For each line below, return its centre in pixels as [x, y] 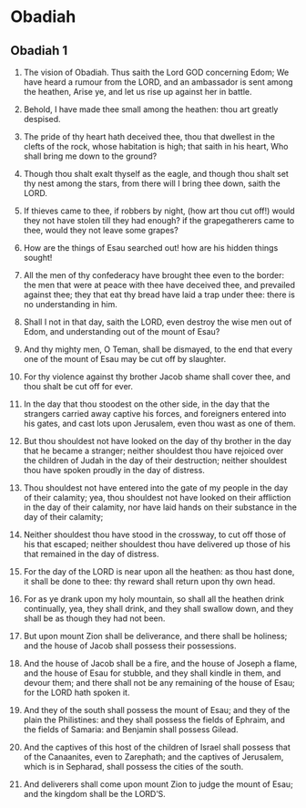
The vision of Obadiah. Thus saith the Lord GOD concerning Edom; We [156, 72]
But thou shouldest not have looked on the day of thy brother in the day [158, 441]
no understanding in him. [70, 304]
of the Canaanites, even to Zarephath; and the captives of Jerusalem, [153, 757]
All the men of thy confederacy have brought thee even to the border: [154, 275]
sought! [38, 258]
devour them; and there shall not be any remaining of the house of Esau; [159, 683]
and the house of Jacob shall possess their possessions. [130, 646]
